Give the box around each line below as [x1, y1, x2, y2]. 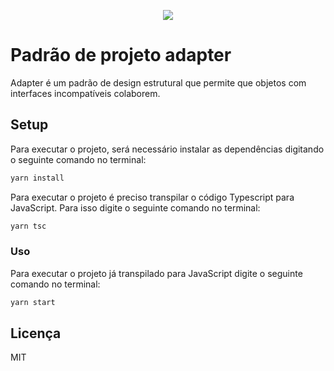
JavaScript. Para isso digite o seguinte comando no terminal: [10, 201, 261, 214]
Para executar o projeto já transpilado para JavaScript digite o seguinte [10, 267, 303, 279]
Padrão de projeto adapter [10, 44, 232, 67]
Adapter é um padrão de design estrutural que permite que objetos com [10, 76, 307, 89]
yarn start [10, 297, 56, 307]
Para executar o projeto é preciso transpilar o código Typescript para [10, 191, 295, 203]
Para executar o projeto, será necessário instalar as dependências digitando [10, 143, 325, 155]
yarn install [10, 173, 65, 183]
